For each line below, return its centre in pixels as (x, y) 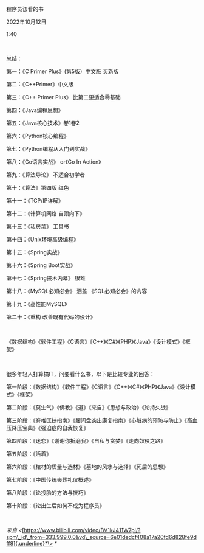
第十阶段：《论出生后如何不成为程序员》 (56, 506)
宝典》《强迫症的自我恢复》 (56, 428)
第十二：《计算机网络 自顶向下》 (46, 214)
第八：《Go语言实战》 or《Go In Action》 (54, 162)
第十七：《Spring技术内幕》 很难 (46, 278)
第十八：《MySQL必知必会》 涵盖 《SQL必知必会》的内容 (77, 291)
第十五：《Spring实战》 (35, 252)
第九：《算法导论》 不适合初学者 (46, 175)
